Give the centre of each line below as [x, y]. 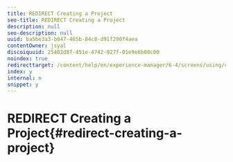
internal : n [24, 78]
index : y [20, 71]
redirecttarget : [31, 65]
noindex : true [28, 59]
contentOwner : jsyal [37, 46]
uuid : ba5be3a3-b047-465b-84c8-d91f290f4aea [72, 39]
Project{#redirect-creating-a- [95, 133]
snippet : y [23, 84]
